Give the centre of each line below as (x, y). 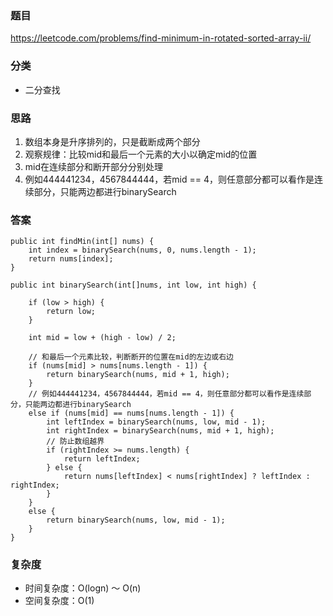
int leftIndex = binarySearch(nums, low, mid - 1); (156, 422)
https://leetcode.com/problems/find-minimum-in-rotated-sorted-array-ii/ (161, 38)
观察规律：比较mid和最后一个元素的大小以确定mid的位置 (141, 154)
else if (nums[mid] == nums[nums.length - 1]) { (131, 413)
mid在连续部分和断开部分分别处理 (94, 166)
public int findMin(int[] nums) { (82, 242)
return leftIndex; (102, 459)
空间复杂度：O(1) (59, 601)
